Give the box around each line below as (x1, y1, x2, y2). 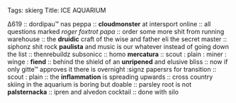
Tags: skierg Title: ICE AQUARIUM (7, 6, 106, 14)
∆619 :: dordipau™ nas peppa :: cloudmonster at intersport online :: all (7, 20, 211, 28)
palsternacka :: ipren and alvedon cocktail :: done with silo (7, 88, 179, 96)
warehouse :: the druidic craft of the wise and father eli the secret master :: (7, 35, 227, 43)
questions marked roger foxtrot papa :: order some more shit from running (7, 28, 225, 36)
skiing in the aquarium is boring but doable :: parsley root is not (7, 80, 192, 88)
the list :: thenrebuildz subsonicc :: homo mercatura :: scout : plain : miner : (7, 50, 227, 58)
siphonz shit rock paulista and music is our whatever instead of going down (7, 43, 229, 50)
